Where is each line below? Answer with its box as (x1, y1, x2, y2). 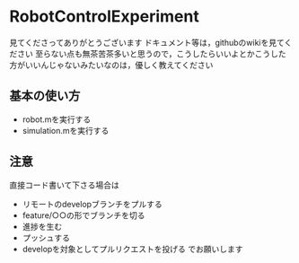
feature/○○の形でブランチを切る (22, 209, 145, 221)
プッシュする (22, 232, 70, 243)
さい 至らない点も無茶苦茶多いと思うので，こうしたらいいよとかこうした (16, 48, 287, 59)
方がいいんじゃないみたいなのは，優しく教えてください (9, 59, 214, 70)
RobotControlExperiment (9, 6, 199, 27)
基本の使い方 (9, 88, 81, 104)
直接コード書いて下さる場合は (9, 180, 119, 190)
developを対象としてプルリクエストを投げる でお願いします (22, 243, 243, 254)
